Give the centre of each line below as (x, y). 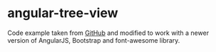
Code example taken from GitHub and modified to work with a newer (108, 33)
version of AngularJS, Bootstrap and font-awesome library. (94, 40)
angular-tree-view (63, 13)
